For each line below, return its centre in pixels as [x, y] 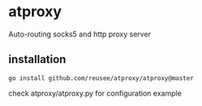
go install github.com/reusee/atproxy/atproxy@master [101, 78]
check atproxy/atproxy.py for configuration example [95, 93]
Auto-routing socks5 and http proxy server [80, 34]
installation [37, 59]
